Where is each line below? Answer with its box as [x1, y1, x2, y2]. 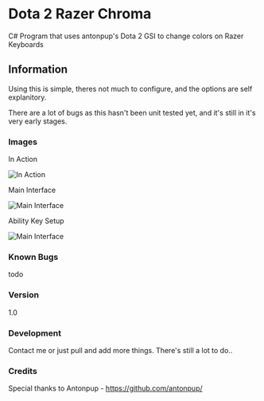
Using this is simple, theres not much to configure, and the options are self [8, 84, 253, 93]
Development [8, 328, 62, 339]
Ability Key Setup [8, 216, 65, 226]
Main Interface [8, 185, 56, 195]
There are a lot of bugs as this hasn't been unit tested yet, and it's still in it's [8, 108, 256, 117]
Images [8, 136, 38, 147]
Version [8, 289, 40, 301]
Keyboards [8, 39, 44, 49]
